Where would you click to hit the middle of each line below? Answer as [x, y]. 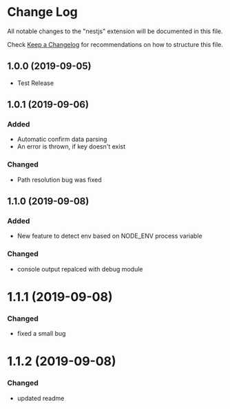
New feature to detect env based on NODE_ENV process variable [109, 236]
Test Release [35, 83]
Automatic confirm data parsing [62, 140]
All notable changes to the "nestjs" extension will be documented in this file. [115, 31]
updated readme [41, 398]
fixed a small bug [41, 334]
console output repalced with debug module [80, 269]
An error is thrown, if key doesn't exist [71, 146]
